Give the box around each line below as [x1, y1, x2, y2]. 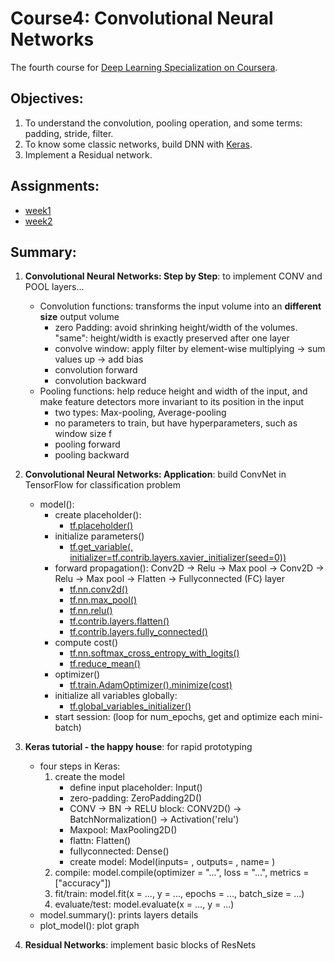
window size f [54, 428, 113, 440]
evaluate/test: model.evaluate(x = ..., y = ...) [54, 898, 235, 911]
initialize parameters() [54, 530, 145, 542]
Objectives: [10, 90, 84, 107]
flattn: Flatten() [69, 835, 132, 847]
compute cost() [54, 637, 119, 649]
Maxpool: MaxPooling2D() [69, 824, 178, 836]
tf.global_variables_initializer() [69, 700, 192, 712]
